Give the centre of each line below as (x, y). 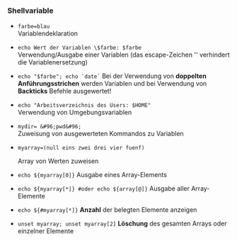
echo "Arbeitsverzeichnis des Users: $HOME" (84, 106)
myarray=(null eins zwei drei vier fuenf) (81, 148)
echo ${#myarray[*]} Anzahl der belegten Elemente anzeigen (107, 210)
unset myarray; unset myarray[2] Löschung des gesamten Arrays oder (122, 224)
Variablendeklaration (48, 33)
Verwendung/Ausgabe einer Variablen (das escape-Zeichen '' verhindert (123, 55)
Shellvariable (30, 11)
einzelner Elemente (46, 231)
